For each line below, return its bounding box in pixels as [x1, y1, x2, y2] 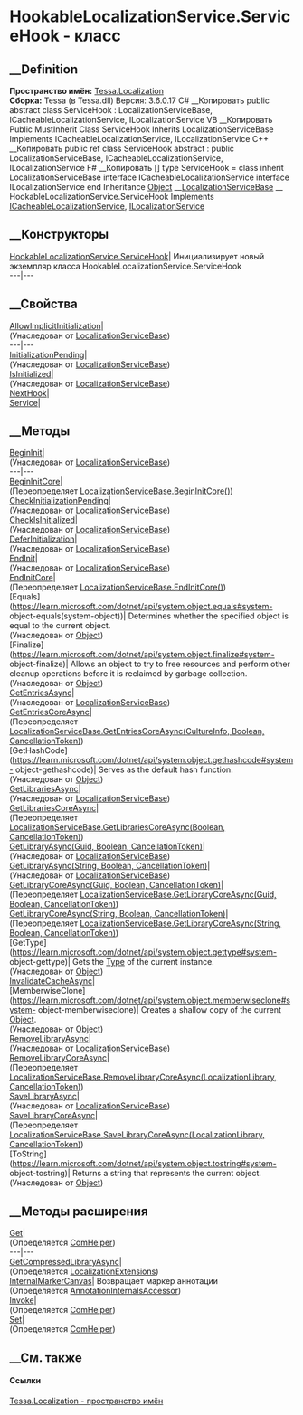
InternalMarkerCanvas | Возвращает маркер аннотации [9, 1276, 219, 1287]
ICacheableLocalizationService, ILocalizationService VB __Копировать [9, 115, 273, 125]
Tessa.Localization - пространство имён [9, 1395, 164, 1406]
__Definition [9, 61, 79, 77]
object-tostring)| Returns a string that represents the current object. [9, 1168, 262, 1179]
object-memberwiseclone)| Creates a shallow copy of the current [37, 1005, 282, 1015]
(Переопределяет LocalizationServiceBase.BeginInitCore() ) [9, 486, 233, 496]
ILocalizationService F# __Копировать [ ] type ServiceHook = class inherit [9, 163, 284, 173]
